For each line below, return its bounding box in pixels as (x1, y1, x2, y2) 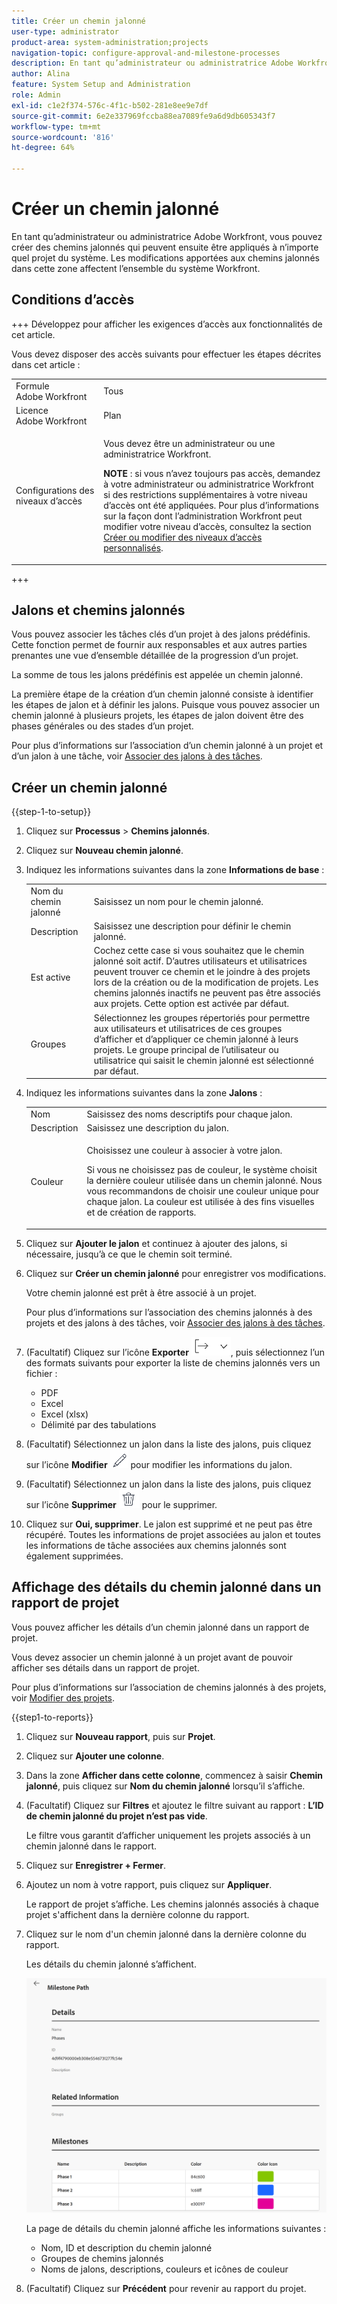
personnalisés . (103, 542, 164, 554)
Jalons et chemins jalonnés (11, 601, 186, 619)
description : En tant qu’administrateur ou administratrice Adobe (11, 58, 294, 69)
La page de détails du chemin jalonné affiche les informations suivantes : (25, 2222, 327, 2234)
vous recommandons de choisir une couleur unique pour (86, 1185, 320, 1197)
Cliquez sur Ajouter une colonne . (25, 1750, 165, 1762)
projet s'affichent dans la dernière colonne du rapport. (25, 1908, 250, 1920)
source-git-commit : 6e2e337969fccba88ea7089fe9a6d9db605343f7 (11, 111, 276, 121)
